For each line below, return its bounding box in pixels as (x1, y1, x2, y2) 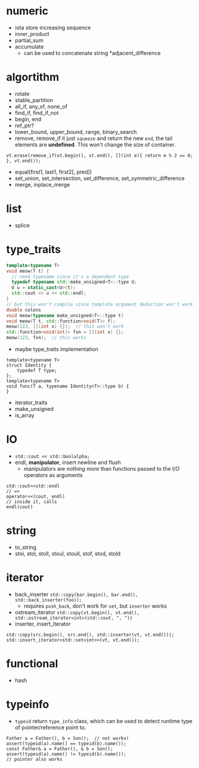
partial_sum (14, 36, 43, 44)
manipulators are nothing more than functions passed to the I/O (23, 465, 180, 472)
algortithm (6, 71, 60, 84)
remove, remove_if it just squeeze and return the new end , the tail (14, 135, 173, 142)
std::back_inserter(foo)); (14, 597, 82, 603)
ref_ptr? (14, 121, 35, 129)
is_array (14, 412, 35, 419)
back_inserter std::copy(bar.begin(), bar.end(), (14, 590, 138, 598)
